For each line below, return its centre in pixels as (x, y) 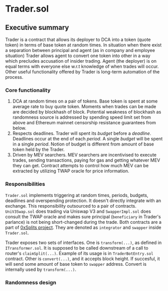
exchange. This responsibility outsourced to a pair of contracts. (71, 206)
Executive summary (37, 28)
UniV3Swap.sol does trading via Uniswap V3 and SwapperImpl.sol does (78, 211)
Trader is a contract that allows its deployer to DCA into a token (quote (78, 39)
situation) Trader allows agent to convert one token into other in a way (78, 56)
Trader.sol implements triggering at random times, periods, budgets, (77, 195)
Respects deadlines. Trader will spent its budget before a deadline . (82, 133)
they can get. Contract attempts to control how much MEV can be (80, 166)
